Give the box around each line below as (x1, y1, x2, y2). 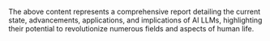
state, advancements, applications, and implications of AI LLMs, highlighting (8, 15, 263, 25)
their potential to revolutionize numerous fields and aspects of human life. (8, 24, 255, 33)
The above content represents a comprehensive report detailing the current (8, 7, 261, 16)
